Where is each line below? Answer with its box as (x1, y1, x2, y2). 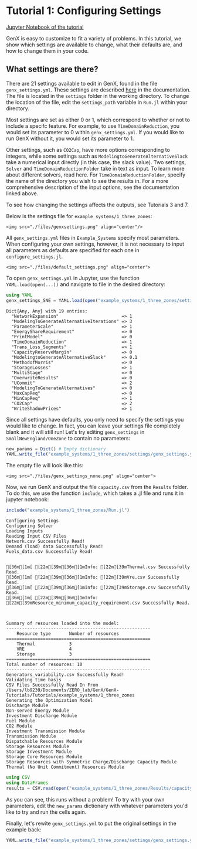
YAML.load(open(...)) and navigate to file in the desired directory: (6, 280, 165, 288)
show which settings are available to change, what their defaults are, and (6, 41, 183, 48)
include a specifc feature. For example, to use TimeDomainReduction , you (6, 122, 180, 130)
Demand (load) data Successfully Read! (6, 544, 104, 549)
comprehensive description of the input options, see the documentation (6, 184, 179, 191)
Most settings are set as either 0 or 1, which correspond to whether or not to (6, 116, 191, 123)
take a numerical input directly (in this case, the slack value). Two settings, (6, 158, 186, 165)
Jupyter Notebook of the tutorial (6, 23, 84, 30)
